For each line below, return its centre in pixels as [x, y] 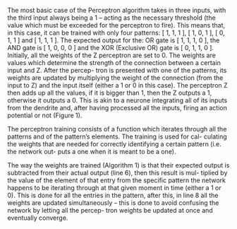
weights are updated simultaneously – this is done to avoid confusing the [113, 203]
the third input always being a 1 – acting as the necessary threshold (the [112, 18]
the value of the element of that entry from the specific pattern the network [117, 180]
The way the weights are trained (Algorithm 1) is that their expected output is [119, 165]
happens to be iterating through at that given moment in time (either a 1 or [114, 188]
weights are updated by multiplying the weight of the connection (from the [115, 78]
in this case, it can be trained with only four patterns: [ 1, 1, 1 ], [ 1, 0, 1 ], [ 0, [116, 33]
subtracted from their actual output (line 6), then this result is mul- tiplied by [117, 173]
